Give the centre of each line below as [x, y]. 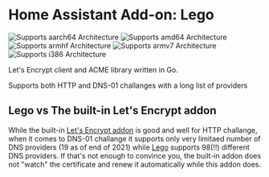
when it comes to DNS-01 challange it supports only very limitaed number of [134, 138]
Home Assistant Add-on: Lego [111, 15]
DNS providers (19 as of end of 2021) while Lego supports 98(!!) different [129, 147]
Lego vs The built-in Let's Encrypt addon [112, 111]
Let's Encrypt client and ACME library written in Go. [93, 69]
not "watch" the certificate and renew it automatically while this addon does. [135, 164]
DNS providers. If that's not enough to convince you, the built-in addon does [135, 155]
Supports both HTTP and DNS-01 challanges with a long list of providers [128, 85]
